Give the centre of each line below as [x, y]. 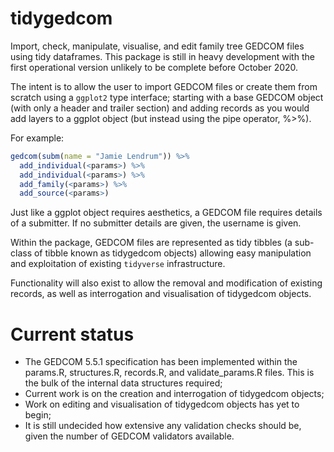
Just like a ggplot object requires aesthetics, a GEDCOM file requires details [166, 213]
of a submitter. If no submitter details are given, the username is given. [156, 223]
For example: [37, 138]
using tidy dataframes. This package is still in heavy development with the [162, 56]
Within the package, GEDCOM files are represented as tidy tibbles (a [151, 243]
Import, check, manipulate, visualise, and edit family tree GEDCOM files [157, 46]
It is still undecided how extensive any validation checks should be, [163, 426]
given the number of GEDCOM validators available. [129, 436]
